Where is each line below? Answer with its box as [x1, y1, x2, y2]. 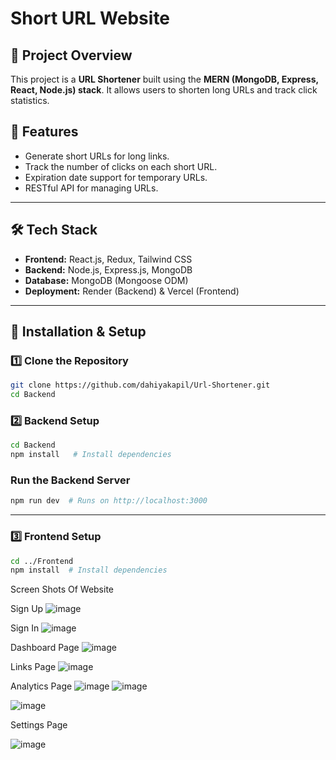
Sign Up [10, 603, 44, 615]
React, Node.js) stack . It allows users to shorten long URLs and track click [10, 84, 318, 96]
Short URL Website [10, 7, 171, 30]
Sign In [10, 622, 40, 634]
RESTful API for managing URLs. [24, 182, 159, 194]
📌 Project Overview [10, 47, 133, 64]
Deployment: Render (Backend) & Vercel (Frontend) [24, 285, 240, 297]
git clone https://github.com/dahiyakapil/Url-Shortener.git [10, 380, 271, 391]
